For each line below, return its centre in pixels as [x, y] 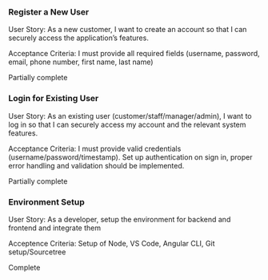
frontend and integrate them [55, 228]
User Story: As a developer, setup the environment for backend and [120, 219]
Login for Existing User [54, 99]
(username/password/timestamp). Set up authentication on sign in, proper [130, 157]
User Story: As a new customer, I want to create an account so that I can [128, 30]
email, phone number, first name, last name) [81, 62]
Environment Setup [47, 201]
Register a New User [49, 12]
